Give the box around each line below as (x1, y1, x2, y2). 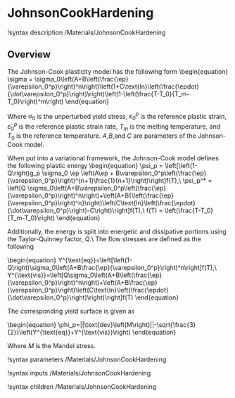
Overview (7, 49, 51, 60)
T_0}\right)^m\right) (7, 97, 64, 105)
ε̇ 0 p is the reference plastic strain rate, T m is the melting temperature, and (7, 121, 221, 132)
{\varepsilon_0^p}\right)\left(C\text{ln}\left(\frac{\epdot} (7, 286, 169, 295)
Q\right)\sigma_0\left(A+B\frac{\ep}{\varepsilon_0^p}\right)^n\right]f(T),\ (7, 264, 217, 272)
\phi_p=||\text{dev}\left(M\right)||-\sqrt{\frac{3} (58, 321, 196, 329)
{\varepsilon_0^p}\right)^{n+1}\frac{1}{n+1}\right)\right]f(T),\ (7, 176, 182, 185)
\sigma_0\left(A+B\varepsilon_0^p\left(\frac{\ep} (27, 184, 167, 193)
